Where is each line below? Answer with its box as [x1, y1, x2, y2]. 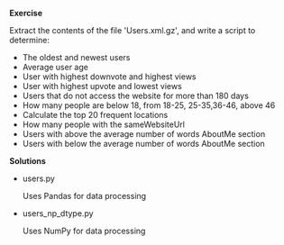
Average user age [22, 62, 88, 72]
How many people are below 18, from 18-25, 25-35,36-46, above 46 [22, 100, 276, 111]
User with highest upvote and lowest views [22, 81, 182, 91]
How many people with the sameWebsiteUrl [22, 119, 185, 130]
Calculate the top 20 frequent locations [22, 110, 169, 120]
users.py [22, 173, 56, 184]
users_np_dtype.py [22, 208, 94, 219]
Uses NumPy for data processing [22, 225, 146, 236]
